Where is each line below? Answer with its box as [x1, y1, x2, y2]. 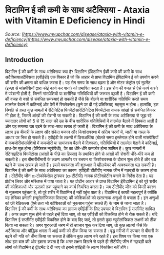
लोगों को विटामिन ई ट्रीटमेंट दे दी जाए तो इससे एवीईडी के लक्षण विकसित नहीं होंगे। [5, 244, 129, 250]
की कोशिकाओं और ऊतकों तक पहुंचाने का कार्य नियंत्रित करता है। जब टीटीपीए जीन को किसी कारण [5, 184, 156, 190]
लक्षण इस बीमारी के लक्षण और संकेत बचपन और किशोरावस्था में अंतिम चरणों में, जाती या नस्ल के [5, 129, 150, 135]
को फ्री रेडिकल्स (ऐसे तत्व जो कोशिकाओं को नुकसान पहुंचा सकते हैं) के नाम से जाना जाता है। [5, 200, 146, 206]
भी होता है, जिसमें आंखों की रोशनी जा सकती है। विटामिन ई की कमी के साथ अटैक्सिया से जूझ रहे [5, 112, 152, 118]
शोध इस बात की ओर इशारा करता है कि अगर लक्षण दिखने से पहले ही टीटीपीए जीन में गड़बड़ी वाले [5, 238, 151, 244]
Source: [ [5, 31, 23, 37]
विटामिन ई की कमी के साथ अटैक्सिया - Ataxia [5, 4, 150, 16]
